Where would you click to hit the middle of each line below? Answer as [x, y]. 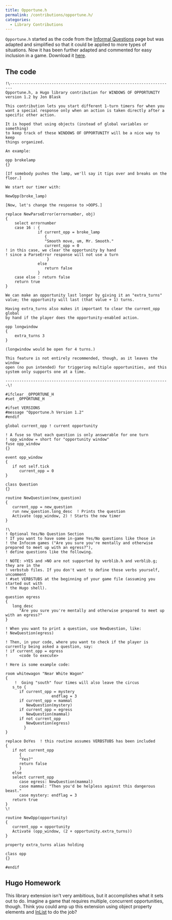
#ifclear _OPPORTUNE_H [30, 394]
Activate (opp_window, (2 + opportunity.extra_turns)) [72, 831]
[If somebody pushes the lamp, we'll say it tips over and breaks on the [86, 174]
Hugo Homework [33, 883]
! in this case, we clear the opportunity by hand [61, 250]
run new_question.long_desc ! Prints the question [69, 512]
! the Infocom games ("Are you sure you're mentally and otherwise [79, 543]
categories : [18, 20]
